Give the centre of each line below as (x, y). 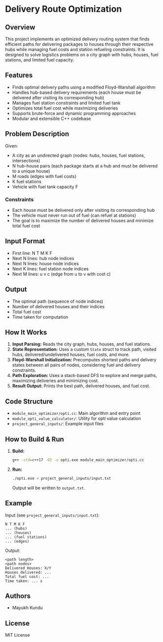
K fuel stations (27, 181)
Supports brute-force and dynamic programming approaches (74, 113)
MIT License (18, 635)
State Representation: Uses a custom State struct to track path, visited (84, 350)
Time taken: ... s (24, 581)
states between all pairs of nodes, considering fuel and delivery (76, 365)
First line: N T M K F (32, 253)
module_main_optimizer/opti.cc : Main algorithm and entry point (76, 413)
